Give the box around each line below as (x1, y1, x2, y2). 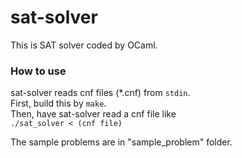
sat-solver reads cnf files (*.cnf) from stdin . (10, 87, 191, 99)
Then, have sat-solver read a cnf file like (10, 108, 177, 120)
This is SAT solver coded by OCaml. (10, 39, 158, 51)
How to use (10, 64, 67, 78)
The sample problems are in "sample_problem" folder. (10, 136, 233, 148)
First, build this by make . (10, 97, 107, 110)
